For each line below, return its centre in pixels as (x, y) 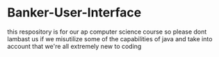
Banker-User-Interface (74, 13)
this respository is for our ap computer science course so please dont (107, 32)
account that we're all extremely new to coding (74, 46)
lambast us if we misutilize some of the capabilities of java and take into (110, 38)
